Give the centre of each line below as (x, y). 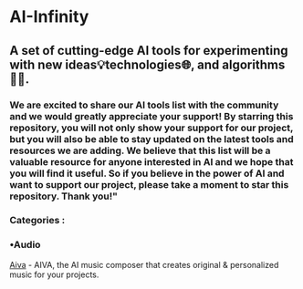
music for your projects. (54, 274)
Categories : (37, 221)
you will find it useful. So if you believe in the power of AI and (147, 173)
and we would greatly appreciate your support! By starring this (151, 116)
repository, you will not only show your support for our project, (151, 128)
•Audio (25, 245)
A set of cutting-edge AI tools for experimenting (149, 51)
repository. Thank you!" (64, 196)
